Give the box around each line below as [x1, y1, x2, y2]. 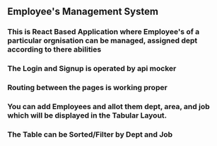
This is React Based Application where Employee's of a [7, 27, 200, 37]
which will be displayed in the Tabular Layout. [7, 111, 168, 120]
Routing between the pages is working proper [7, 83, 168, 93]
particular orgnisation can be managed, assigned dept [7, 35, 198, 45]
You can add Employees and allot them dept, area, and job [7, 102, 210, 112]
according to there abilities [7, 45, 102, 55]
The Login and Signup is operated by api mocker [7, 64, 177, 74]
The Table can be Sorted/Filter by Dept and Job [7, 130, 173, 139]
